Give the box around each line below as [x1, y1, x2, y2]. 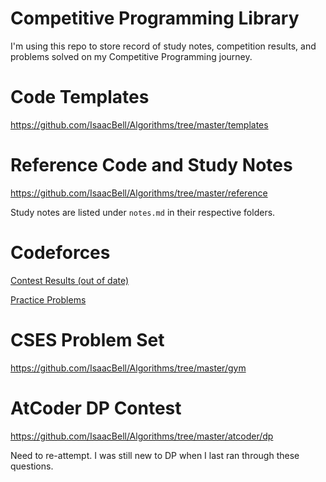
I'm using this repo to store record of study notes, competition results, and [10, 40, 317, 52]
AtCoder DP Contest [10, 397, 182, 419]
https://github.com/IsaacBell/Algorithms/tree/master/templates [10, 118, 269, 131]
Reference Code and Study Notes [10, 154, 293, 177]
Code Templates [10, 86, 150, 109]
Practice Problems [10, 293, 87, 306]
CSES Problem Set [10, 328, 165, 351]
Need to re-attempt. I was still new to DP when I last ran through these [10, 449, 300, 461]
